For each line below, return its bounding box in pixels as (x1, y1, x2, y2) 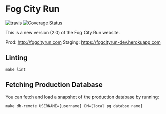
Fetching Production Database (5, 81, 103, 89)
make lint (5, 67, 26, 72)
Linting (5, 54, 28, 62)
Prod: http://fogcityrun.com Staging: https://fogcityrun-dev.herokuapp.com (5, 39, 161, 45)
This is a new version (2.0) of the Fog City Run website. (5, 29, 120, 35)
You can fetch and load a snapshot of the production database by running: (5, 94, 159, 100)
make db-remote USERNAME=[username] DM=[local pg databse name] (5, 103, 143, 108)
